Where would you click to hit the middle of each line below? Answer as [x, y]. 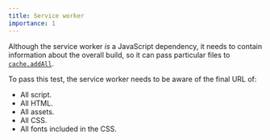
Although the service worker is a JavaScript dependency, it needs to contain [135, 46]
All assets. [37, 111]
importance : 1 [32, 23]
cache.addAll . [31, 63]
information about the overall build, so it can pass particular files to [119, 55]
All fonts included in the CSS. [68, 129]
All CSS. [33, 120]
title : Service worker [46, 16]
